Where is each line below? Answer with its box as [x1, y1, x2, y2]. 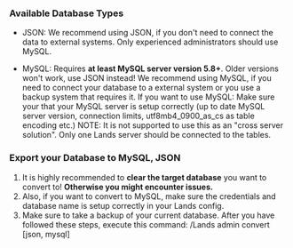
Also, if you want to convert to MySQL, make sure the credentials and [21, 190, 277, 202]
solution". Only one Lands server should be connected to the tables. [21, 130, 272, 140]
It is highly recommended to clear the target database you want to [21, 172, 267, 182]
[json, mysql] [21, 228, 71, 239]
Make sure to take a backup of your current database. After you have [21, 210, 275, 220]
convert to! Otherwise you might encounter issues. [21, 181, 213, 192]
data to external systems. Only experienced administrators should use [21, 36, 279, 47]
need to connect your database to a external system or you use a [21, 83, 261, 93]
